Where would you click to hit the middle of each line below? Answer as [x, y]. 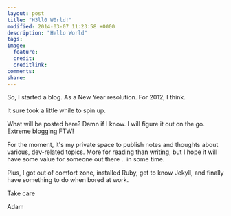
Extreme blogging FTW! [41, 131]
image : [16, 46]
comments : [21, 71]
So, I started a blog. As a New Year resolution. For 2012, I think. [96, 97]
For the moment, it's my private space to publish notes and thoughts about [113, 145]
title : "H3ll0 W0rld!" [40, 20]
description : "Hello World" [47, 33]
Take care [21, 193]
